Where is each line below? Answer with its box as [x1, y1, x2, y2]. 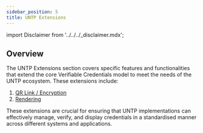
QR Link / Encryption [15, 89, 67, 97]
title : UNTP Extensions [6, 15, 67, 21]
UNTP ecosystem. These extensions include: [6, 77, 119, 85]
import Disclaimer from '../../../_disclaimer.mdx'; [6, 31, 124, 38]
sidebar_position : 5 [6, 8, 59, 15]
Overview [6, 48, 44, 59]
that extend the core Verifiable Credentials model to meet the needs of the [6, 71, 192, 79]
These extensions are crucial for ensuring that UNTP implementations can [6, 107, 191, 115]
